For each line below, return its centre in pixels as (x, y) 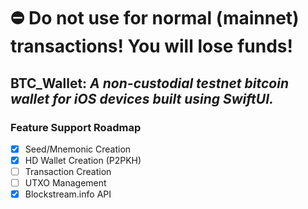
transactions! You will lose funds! (151, 46)
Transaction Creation (68, 171)
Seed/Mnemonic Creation (78, 149)
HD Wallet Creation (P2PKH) (83, 160)
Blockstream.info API (68, 194)
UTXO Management (65, 183)
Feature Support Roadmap (76, 127)
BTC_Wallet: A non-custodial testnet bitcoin (150, 83)
